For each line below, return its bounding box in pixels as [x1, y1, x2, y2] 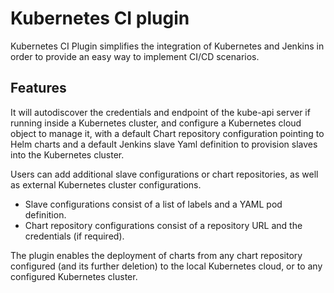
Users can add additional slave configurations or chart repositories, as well [10, 168, 319, 180]
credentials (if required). [24, 230, 125, 242]
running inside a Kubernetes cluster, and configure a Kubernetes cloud [10, 117, 302, 129]
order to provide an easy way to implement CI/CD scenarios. [10, 50, 260, 62]
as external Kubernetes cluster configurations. [10, 178, 202, 191]
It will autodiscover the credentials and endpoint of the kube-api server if [10, 106, 311, 118]
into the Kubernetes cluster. [10, 148, 125, 161]
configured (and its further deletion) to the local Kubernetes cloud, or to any [10, 260, 323, 272]
